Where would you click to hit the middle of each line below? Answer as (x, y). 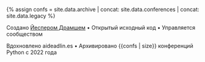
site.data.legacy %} (31, 16)
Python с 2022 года (32, 52)
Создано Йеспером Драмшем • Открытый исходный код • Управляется (101, 28)
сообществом (24, 34)
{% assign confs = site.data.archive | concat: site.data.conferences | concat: (103, 9)
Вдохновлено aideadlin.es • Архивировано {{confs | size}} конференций (100, 46)
